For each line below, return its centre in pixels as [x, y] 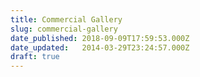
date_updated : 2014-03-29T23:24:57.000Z [100, 47]
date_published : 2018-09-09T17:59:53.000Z [100, 38]
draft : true [35, 57]
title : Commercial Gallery [66, 19]
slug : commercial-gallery [64, 29]
